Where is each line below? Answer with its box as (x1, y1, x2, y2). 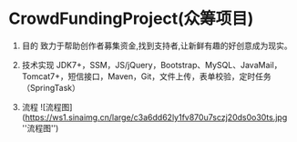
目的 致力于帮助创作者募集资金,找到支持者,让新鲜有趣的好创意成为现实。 (21, 40, 292, 51)
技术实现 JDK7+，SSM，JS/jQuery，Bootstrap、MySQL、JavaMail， (21, 59, 282, 70)
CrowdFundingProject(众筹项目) (8, 8, 254, 29)
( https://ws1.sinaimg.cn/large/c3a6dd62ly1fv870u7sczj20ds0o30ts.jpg (21, 111, 288, 123)
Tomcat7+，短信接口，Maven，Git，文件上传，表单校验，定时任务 (21, 70, 271, 82)
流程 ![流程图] (21, 101, 73, 112)
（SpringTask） (21, 82, 81, 93)
